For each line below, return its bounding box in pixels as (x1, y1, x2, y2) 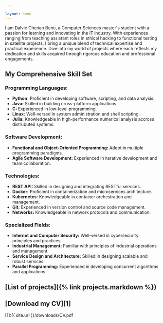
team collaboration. (12, 160, 51, 166)
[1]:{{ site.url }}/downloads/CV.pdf (5, 312, 73, 318)
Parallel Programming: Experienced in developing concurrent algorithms (12, 264, 159, 269)
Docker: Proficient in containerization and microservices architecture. (12, 189, 152, 194)
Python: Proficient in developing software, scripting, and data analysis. (12, 95, 155, 101)
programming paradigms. (12, 150, 63, 156)
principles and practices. (12, 238, 62, 244)
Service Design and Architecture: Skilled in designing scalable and (12, 253, 148, 259)
